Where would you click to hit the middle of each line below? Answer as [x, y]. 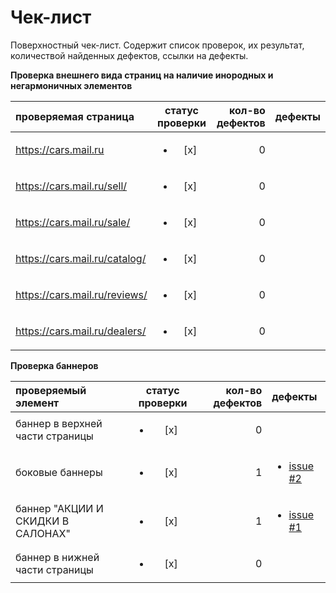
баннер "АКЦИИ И [59, 508]
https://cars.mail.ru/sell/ [71, 186]
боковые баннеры [59, 472]
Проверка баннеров [54, 365]
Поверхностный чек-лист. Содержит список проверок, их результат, [157, 45]
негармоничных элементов [71, 85]
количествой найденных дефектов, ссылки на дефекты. [129, 55]
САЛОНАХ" [43, 533]
